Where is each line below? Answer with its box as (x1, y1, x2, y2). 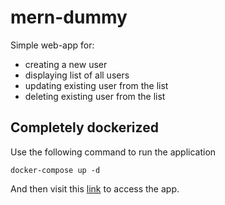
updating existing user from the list (24, 79, 169, 91)
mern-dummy (10, 6, 128, 29)
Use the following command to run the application (10, 146, 217, 158)
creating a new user (24, 58, 108, 70)
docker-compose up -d (10, 165, 101, 175)
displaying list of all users (24, 69, 130, 81)
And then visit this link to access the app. (10, 182, 180, 195)
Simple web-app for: (10, 39, 95, 51)
